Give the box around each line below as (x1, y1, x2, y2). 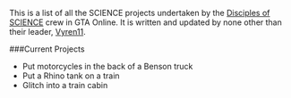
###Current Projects (9, 44, 85, 54)
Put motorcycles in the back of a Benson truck (21, 61, 193, 71)
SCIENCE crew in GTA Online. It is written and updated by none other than (9, 17, 282, 28)
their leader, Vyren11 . (9, 27, 87, 37)
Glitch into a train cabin (21, 80, 108, 90)
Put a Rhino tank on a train (21, 70, 120, 81)
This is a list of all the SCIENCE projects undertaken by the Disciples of (9, 8, 270, 18)
